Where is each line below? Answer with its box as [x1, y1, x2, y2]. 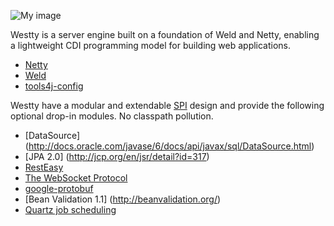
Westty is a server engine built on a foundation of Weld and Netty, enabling [10, 29, 320, 40]
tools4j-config [24, 80, 84, 92]
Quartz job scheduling [24, 204, 117, 215]
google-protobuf [24, 183, 94, 194]
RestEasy [24, 161, 64, 173]
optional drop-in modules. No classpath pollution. [10, 110, 214, 122]
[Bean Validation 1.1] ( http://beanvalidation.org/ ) [24, 193, 222, 205]
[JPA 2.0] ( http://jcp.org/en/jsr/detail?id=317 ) [24, 151, 210, 162]
